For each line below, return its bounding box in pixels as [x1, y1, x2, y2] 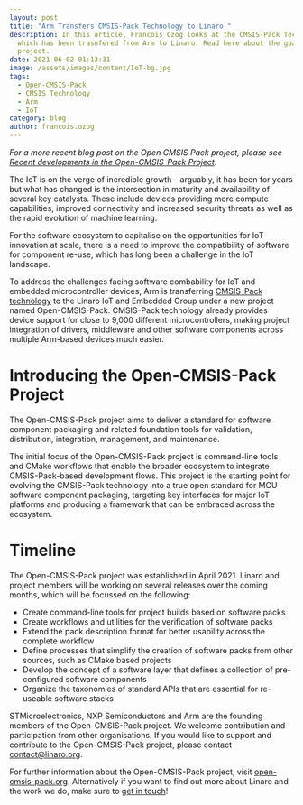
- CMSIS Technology [17, 88, 91, 97]
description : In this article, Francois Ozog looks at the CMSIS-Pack [9, 30, 280, 39]
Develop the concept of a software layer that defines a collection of [22, 664, 273, 675]
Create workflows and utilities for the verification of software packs [22, 615, 273, 627]
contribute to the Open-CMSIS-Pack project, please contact [9, 739, 233, 750]
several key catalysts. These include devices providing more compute [9, 193, 269, 204]
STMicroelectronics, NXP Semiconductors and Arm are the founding [9, 710, 263, 721]
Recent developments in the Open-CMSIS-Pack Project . [9, 157, 217, 167]
